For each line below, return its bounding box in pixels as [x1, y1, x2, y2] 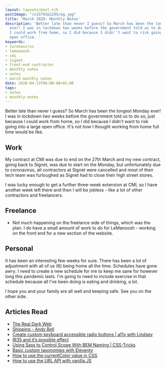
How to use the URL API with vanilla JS [12, 358, 92, 364]
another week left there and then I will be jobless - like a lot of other [5, 187, 143, 193]
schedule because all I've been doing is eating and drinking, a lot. [5, 279, 139, 285]
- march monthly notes [5, 76, 52, 81]
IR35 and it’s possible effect [12, 336, 69, 342]
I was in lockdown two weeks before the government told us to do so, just [5, 113, 156, 119]
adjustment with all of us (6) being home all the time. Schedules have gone [5, 263, 157, 269]
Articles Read [5, 308, 48, 316]
